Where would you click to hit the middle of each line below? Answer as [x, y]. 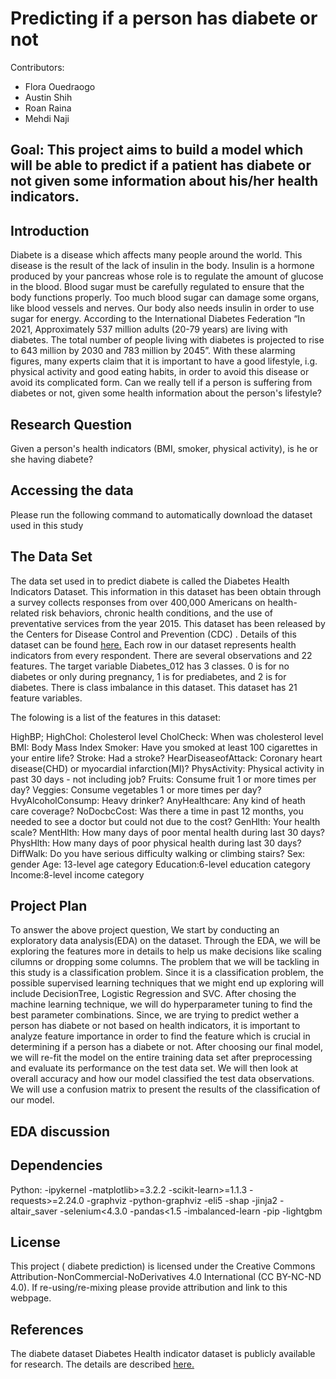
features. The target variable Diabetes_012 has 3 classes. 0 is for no [150, 666]
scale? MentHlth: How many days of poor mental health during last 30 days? [167, 832]
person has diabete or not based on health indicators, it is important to [155, 1026]
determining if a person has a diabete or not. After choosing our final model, [166, 1047]
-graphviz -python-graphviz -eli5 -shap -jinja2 [182, 1200]
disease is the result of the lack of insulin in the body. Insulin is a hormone [162, 266]
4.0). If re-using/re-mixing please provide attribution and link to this [149, 1288]
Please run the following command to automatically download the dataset [161, 514]
